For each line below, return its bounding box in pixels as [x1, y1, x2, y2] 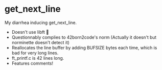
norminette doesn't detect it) [11, 39, 69, 45]
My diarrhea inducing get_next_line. [4, 20, 77, 25]
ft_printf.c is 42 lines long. [11, 55, 64, 61]
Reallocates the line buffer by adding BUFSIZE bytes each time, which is [11, 45, 157, 50]
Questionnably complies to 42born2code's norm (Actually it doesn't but [11, 34, 157, 40]
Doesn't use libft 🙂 [11, 29, 49, 35]
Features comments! [11, 60, 53, 66]
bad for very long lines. [11, 50, 59, 56]
